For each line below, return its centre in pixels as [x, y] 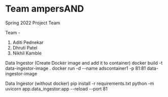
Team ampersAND [45, 9]
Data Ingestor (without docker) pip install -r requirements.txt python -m [80, 83]
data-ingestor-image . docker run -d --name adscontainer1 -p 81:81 [76, 68]
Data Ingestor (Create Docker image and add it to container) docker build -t [84, 63]
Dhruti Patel [25, 47]
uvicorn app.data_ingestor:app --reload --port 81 [56, 88]
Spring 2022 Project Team [33, 23]
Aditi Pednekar [28, 42]
